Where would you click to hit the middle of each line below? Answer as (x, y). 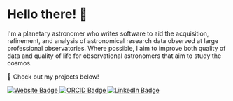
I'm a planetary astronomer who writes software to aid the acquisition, (108, 33)
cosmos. (20, 63)
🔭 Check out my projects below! (53, 77)
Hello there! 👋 (47, 14)
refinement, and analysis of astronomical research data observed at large (113, 40)
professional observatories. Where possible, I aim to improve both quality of (116, 48)
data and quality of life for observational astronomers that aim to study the (114, 56)
